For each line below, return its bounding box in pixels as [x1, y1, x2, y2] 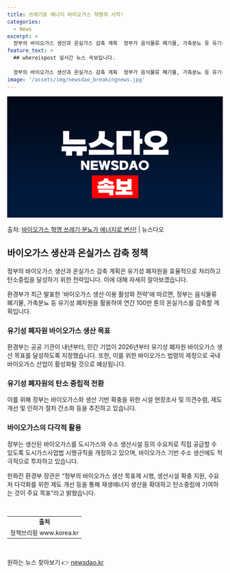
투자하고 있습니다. [30, 456, 79, 465]
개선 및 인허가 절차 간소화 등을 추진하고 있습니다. [7, 404, 137, 413]
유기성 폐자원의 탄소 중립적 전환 [7, 379, 105, 389]
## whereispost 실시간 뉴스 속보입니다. [13, 55, 116, 62]
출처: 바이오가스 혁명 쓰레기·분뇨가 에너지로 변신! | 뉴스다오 [7, 225, 164, 233]
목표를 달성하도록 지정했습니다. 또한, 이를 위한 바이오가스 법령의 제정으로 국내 [14, 352, 221, 360]
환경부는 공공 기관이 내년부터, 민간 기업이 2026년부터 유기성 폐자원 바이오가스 [7, 343, 216, 351]
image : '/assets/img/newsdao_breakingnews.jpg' [7, 76, 146, 83]
